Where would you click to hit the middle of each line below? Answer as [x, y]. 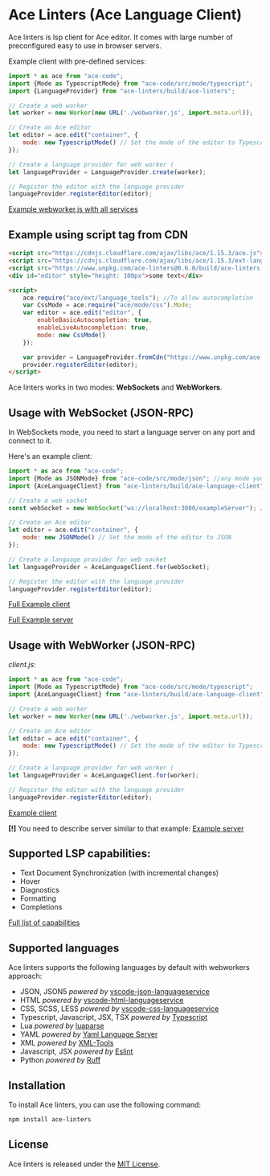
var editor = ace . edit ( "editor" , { [82, 313]
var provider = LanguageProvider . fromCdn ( [95, 357]
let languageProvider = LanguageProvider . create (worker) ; [107, 172]
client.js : [22, 665]
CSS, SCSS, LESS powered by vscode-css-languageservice [119, 1009]
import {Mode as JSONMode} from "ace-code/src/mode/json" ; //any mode [129, 478]
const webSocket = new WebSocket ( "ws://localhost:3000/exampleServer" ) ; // [138, 508]
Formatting [38, 898]
